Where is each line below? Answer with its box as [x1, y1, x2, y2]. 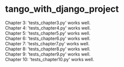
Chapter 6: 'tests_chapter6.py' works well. [5, 35, 91, 41]
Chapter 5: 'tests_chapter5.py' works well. [5, 30, 91, 36]
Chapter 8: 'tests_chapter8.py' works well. [5, 46, 91, 52]
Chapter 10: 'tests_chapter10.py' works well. [5, 56, 94, 62]
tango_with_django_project [5, 3, 119, 15]
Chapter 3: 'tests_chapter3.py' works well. [5, 20, 91, 26]
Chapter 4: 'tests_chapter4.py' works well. [5, 25, 91, 31]
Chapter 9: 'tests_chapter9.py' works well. [5, 51, 91, 57]
